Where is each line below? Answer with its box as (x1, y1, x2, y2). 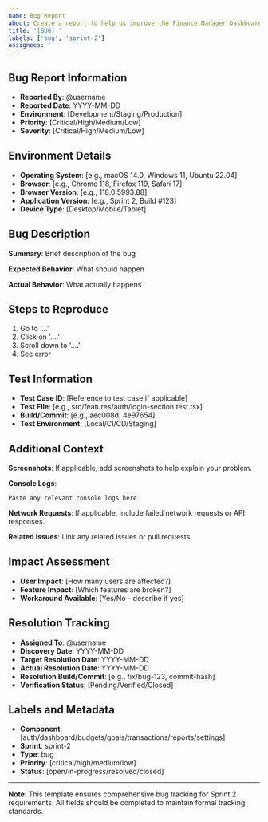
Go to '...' (19, 324, 49, 334)
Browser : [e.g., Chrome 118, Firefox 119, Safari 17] (19, 179, 183, 188)
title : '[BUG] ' (8, 26, 62, 34)
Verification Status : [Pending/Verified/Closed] (19, 680, 174, 690)
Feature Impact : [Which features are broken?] (19, 584, 171, 595)
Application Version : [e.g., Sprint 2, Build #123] (19, 196, 177, 205)
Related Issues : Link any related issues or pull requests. (8, 532, 193, 541)
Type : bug (19, 749, 54, 759)
